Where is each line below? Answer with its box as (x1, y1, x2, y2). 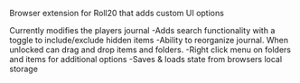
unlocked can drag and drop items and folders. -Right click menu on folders (9, 44, 292, 55)
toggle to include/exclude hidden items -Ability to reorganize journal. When (9, 35, 289, 45)
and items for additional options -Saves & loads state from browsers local (9, 54, 283, 64)
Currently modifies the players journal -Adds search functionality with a (9, 25, 276, 35)
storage (9, 63, 39, 74)
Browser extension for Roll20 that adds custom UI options (9, 8, 224, 18)
